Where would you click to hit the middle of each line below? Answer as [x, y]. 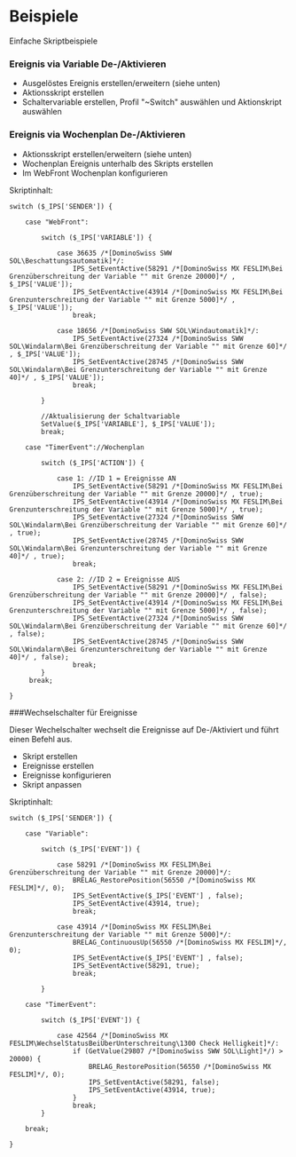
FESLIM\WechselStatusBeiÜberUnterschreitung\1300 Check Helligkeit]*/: [144, 1043]
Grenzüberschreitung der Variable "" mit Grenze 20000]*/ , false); [138, 595]
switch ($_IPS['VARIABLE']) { [97, 237]
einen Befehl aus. [41, 739]
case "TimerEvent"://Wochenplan [85, 447]
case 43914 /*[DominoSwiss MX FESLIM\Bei [134, 927]
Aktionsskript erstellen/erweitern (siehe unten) [107, 154]
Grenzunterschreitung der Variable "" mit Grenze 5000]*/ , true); [136, 509]
